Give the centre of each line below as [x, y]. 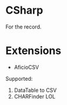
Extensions [33, 51]
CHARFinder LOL [35, 96]
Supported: [19, 78]
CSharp [24, 10]
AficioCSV [26, 67]
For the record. [24, 27]
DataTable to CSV [35, 90]
